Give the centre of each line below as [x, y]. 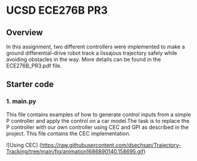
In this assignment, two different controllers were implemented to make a [96, 47]
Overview [25, 32]
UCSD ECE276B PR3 [57, 10]
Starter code [30, 84]
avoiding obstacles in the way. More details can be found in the [84, 59]
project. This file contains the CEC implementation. [68, 133]
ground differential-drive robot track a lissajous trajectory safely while [92, 53]
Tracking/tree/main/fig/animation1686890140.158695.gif [75, 151]
